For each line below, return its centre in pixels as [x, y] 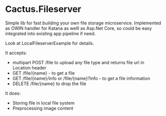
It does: [13, 93]
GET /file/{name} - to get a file [43, 73]
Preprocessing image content [43, 108]
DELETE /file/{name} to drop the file [49, 84]
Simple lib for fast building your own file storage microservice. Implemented [83, 23]
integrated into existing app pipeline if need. [50, 33]
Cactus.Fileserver [43, 9]
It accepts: [16, 53]
